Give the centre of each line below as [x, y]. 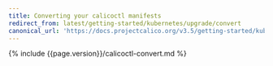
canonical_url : [34, 31]
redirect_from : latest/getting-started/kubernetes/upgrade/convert [125, 23]
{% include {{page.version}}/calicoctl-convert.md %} [97, 54]
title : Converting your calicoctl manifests [85, 16]
